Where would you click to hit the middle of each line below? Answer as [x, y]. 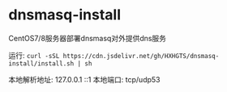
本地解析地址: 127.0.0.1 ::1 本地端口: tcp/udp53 [84, 79]
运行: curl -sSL [34, 55]
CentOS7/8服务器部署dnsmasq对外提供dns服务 [88, 38]
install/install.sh [41, 63]
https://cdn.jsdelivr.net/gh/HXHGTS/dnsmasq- [141, 56]
